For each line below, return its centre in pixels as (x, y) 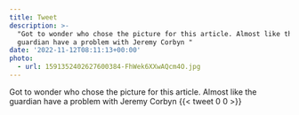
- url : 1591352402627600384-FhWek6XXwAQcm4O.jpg (109, 67)
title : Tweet (33, 17)
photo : (21, 58)
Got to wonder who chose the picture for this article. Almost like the (133, 92)
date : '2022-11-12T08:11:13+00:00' (75, 50)
